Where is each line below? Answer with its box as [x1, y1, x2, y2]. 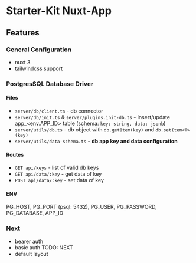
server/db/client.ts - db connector [14, 107, 103, 114]
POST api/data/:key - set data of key [14, 177, 104, 184]
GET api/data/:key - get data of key [14, 170, 102, 177]
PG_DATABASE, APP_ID [6, 209, 64, 216]
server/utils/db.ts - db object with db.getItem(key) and [14, 126, 155, 133]
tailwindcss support [14, 65, 63, 72]
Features [6, 28, 40, 38]
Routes [6, 151, 24, 158]
